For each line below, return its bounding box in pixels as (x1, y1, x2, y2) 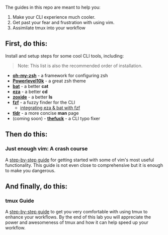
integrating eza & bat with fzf (20, 105, 80, 111)
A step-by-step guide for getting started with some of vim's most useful (5, 157, 154, 163)
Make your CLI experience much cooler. (12, 14, 96, 20)
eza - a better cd (12, 88, 48, 95)
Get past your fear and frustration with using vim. (12, 20, 115, 25)
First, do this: (5, 39, 48, 48)
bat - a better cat (12, 83, 49, 89)
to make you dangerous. (5, 167, 56, 173)
